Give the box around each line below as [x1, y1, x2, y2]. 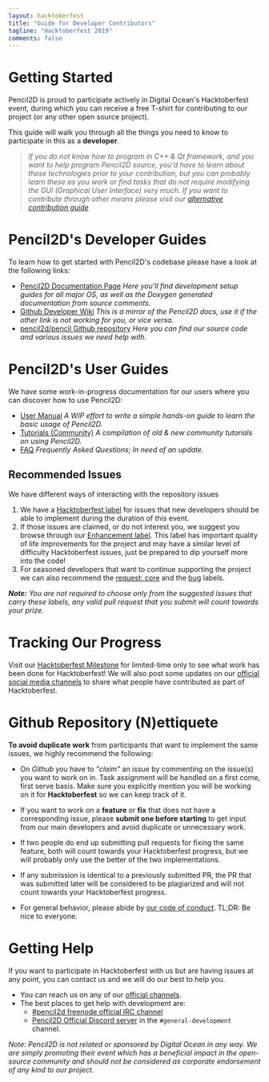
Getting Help [8, 939, 94, 957]
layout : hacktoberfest [8, 11, 84, 20]
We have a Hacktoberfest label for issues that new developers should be [19, 505, 260, 514]
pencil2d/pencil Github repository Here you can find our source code [19, 324, 248, 333]
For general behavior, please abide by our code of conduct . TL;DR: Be [19, 903, 251, 912]
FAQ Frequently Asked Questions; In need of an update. [19, 445, 204, 455]
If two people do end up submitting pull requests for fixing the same [19, 838, 244, 847]
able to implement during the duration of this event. [19, 513, 190, 523]
